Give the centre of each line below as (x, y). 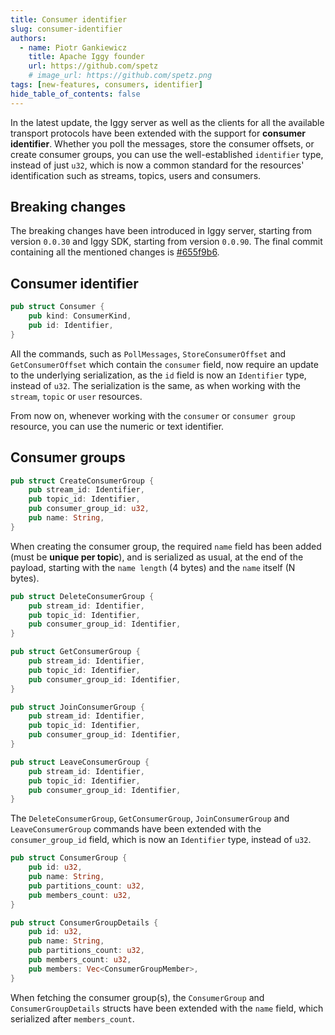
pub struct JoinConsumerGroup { (77, 707)
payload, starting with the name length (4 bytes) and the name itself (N (153, 567)
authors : (28, 38)
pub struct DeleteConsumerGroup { (82, 596)
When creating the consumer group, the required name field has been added (166, 546)
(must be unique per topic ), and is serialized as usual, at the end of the (157, 557)
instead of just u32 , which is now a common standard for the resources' (157, 165)
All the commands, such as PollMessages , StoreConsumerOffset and (148, 353)
